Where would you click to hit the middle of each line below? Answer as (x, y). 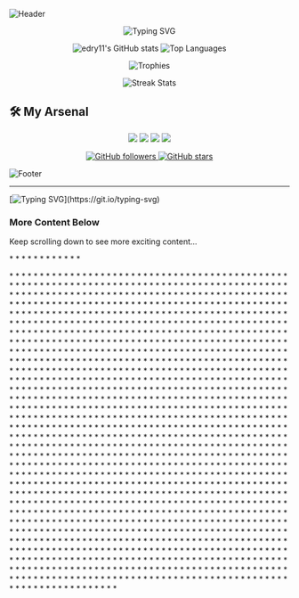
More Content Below (54, 222)
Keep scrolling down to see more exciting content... (103, 242)
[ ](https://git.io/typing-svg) (85, 199)
